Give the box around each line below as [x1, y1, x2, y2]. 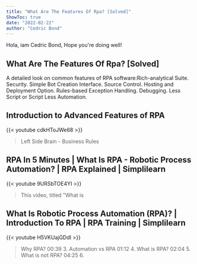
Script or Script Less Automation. [6, 93, 87, 101]
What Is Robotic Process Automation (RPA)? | [6, 209, 177, 219]
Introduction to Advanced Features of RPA [6, 110, 165, 120]
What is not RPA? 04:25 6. [20, 252, 84, 259]
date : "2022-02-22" [6, 20, 55, 26]
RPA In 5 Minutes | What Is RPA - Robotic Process [6, 155, 192, 165]
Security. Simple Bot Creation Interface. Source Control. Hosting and [6, 81, 174, 88]
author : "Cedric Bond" [6, 25, 62, 31]
